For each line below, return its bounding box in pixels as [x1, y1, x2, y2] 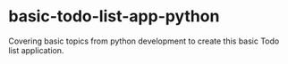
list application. [8, 44, 64, 55]
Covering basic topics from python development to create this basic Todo [8, 36, 280, 46]
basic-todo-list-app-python [8, 6, 220, 27]
